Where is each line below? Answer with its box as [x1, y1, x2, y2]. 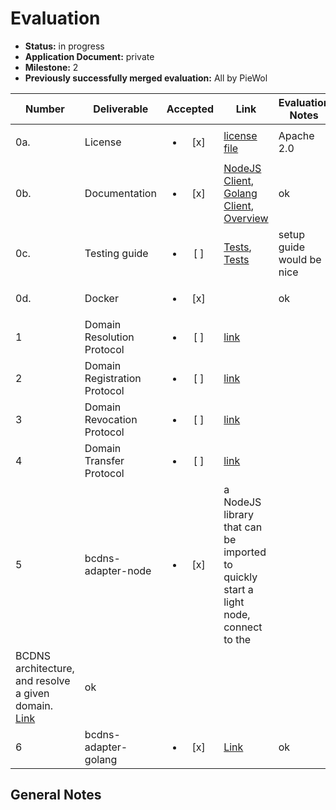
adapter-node [84, 563, 152, 577]
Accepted [166, 102, 215, 116]
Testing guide [84, 246, 149, 260]
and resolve [15, 673, 71, 687]
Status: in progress [24, 40, 105, 52]
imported [223, 545, 267, 559]
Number [24, 102, 65, 116]
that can [223, 520, 263, 534]
